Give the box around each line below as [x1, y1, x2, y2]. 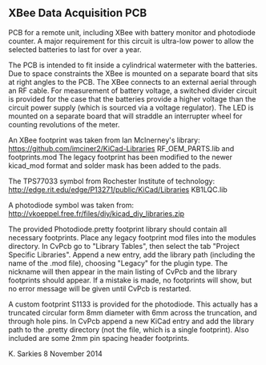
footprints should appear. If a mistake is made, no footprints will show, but [8, 275, 252, 285]
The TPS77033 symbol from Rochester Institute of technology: [8, 176, 215, 186]
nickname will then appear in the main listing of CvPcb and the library [8, 267, 238, 276]
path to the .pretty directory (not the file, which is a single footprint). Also [8, 324, 250, 335]
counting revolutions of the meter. [8, 119, 120, 129]
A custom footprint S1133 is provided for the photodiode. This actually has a [8, 299, 259, 309]
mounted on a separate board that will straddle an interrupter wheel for [8, 111, 243, 121]
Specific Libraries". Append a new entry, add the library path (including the [8, 250, 256, 259]
